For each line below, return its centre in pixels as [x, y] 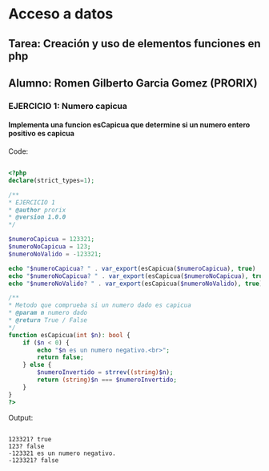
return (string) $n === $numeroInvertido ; [107, 380]
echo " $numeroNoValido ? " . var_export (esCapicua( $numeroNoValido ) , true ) [136, 284]
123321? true [30, 439]
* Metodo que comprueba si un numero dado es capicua [100, 305]
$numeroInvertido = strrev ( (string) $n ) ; [105, 372]
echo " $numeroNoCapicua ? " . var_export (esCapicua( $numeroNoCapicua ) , [128, 276]
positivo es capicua [41, 134]
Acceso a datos [61, 14]
